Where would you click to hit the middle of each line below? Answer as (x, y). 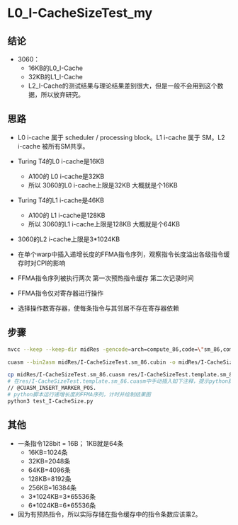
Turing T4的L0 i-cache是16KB (61, 161)
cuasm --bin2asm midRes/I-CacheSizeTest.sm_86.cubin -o (91, 362)
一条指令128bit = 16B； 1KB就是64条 (70, 443)
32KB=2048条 (49, 461)
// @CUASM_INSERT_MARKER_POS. (52, 388)
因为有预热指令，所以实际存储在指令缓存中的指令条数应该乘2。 (109, 514)
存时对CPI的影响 (41, 262)
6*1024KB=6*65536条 (62, 505)
